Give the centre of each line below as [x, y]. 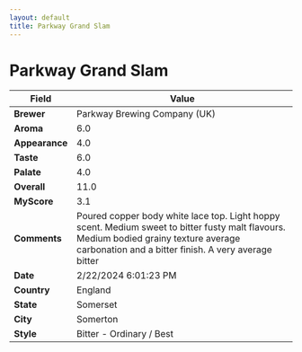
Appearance [41, 143]
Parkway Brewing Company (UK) [146, 114]
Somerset [97, 304]
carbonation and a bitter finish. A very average [174, 250]
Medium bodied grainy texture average [158, 239]
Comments [38, 239]
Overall [30, 187]
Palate [28, 172]
